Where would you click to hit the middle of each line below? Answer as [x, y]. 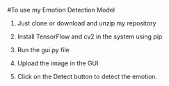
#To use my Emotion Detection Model [61, 10]
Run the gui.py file [43, 50]
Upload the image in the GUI [58, 63]
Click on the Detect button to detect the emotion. [87, 76]
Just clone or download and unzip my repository [87, 23]
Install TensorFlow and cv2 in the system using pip [90, 36]
